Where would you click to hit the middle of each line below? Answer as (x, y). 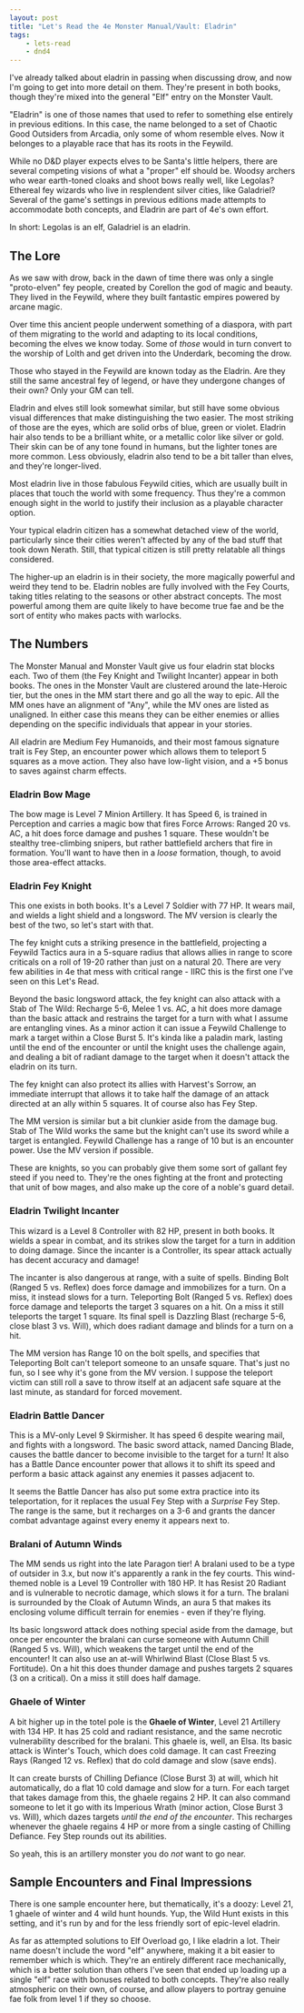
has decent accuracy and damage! (74, 1259)
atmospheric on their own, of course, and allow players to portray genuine (148, 1989)
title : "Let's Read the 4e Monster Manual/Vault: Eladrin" (123, 26)
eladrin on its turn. (44, 1067)
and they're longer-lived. (55, 466)
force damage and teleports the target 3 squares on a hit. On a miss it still (147, 1306)
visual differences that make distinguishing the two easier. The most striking (152, 417)
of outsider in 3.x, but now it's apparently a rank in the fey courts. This (141, 1573)
